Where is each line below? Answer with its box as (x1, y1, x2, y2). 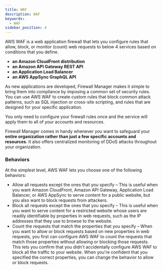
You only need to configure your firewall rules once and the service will (5, 114, 147, 120)
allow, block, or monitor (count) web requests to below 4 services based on (5, 44, 157, 50)
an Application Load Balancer (12, 69, 73, 75)
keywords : (5, 16, 25, 21)
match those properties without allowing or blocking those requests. (12, 239, 149, 245)
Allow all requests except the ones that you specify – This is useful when (12, 182, 158, 188)
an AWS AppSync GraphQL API (12, 74, 76, 80)
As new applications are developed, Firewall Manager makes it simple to (5, 83, 150, 89)
